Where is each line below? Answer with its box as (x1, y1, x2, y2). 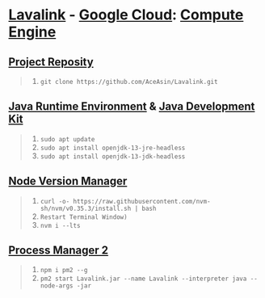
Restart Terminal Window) (40, 212, 128, 221)
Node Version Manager (8, 174, 128, 188)
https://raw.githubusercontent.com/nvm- (73, 197, 212, 205)
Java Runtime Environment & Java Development (8, 99, 255, 114)
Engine (8, 23, 57, 41)
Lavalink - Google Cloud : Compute (8, 6, 244, 24)
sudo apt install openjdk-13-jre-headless (40, 144, 186, 152)
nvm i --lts (40, 221, 81, 229)
